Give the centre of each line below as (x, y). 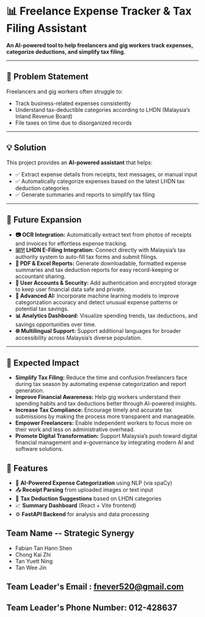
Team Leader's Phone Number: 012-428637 (92, 608)
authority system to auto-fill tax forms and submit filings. (86, 257)
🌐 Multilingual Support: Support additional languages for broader (98, 331)
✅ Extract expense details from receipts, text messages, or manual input (106, 174)
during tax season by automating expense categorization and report (101, 384)
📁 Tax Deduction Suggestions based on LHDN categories (88, 498)
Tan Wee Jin (31, 568)
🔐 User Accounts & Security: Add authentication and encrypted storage (106, 283)
